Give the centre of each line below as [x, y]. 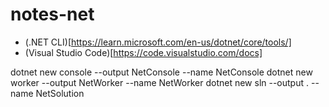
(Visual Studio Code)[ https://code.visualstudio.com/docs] [143, 52]
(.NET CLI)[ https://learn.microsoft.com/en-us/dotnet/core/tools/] [158, 42]
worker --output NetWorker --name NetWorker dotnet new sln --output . [160, 82]
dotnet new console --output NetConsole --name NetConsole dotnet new [161, 72]
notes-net [52, 14]
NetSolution [60, 93]
